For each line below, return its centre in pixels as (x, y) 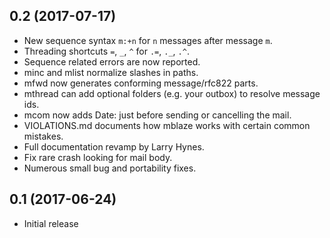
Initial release (51, 223)
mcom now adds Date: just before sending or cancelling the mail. (157, 115)
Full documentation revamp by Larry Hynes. (114, 146)
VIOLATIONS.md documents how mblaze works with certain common (167, 125)
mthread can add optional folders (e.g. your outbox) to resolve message (172, 93)
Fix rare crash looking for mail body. (98, 157)
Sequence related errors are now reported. (112, 61)
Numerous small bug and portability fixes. (110, 168)
